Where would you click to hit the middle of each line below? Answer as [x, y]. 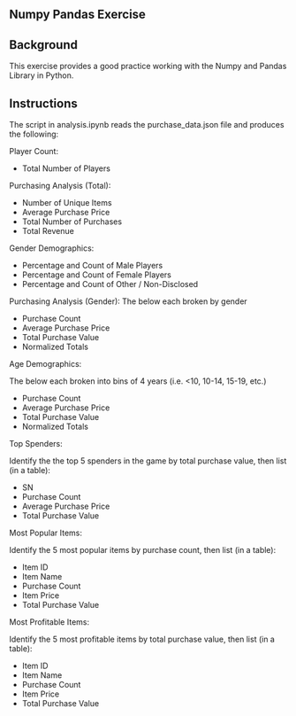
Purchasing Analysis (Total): [60, 186]
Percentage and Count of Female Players [97, 275]
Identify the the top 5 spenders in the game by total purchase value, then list [148, 461]
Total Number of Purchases [72, 222]
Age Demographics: [46, 364]
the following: [34, 134]
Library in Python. [42, 75]
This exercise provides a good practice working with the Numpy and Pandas [148, 66]
